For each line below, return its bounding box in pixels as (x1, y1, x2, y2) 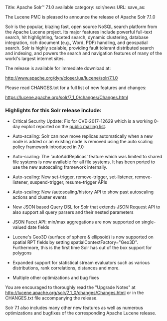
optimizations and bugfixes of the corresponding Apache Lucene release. (5, 310, 157, 316)
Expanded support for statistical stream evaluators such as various (12, 260, 150, 266)
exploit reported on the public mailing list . (21, 124, 106, 130)
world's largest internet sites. (5, 56, 65, 62)
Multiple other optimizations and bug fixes (12, 275, 99, 281)
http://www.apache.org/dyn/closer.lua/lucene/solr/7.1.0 (5, 75, 118, 81)
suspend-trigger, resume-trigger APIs (29, 179, 107, 185)
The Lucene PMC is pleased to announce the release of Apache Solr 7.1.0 (5, 14, 156, 20)
